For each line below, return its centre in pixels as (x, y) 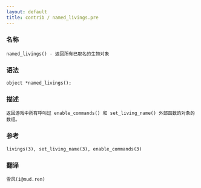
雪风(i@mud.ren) (26, 179)
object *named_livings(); (39, 83)
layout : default (27, 12)
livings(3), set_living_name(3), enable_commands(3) (74, 149)
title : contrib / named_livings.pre (52, 18)
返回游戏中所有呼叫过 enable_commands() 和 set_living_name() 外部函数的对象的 (100, 113)
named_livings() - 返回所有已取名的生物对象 (58, 54)
